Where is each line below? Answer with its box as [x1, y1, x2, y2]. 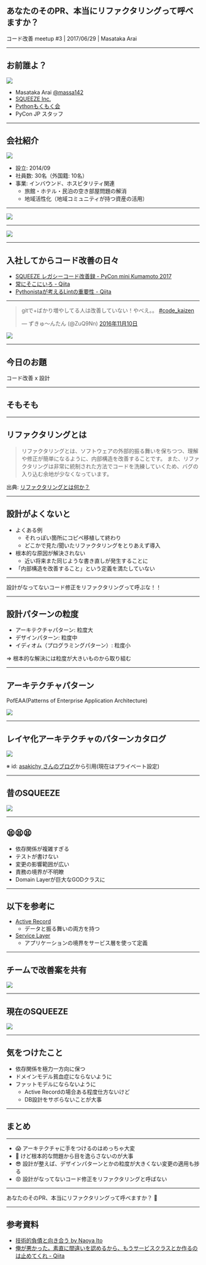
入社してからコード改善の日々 [6, 255, 120, 265]
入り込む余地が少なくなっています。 [21, 470, 112, 477]
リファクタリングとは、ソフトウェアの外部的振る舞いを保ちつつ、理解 [21, 447, 199, 455]
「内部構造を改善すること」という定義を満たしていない [15, 565, 155, 572]
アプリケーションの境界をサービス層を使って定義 [24, 939, 148, 947]
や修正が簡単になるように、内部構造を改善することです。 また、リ [21, 455, 189, 462]
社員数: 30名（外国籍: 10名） [15, 172, 88, 179]
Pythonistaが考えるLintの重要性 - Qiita [15, 288, 112, 296]
